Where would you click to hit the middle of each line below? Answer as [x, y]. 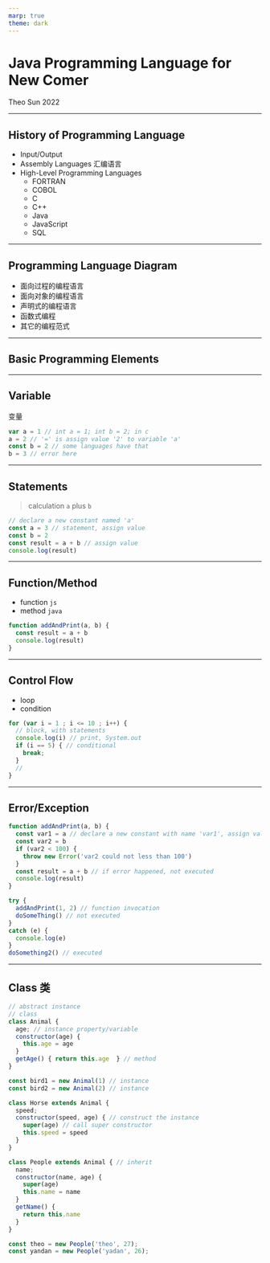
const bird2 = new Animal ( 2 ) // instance [79, 1088]
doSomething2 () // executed [55, 953]
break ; [34, 753]
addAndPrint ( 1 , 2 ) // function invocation [88, 909]
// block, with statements [61, 731]
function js [39, 603]
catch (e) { [28, 930]
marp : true [27, 16]
